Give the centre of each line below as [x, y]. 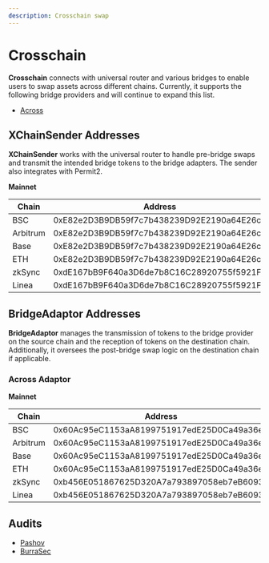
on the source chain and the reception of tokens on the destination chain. [129, 342]
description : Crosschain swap [59, 16]
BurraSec [35, 551]
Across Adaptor [40, 380]
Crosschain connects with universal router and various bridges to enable [129, 78]
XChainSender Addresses [74, 135]
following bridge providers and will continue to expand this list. [112, 95]
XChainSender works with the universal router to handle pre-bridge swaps [132, 155]
